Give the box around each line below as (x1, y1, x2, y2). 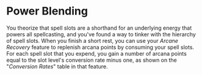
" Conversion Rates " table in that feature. (6, 62, 108, 70)
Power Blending (6, 4, 88, 18)
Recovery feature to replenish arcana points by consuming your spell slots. (6, 44, 194, 51)
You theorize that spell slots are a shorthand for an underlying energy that (6, 24, 192, 31)
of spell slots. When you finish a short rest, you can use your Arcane (6, 37, 179, 44)
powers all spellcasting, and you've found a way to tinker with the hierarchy (6, 30, 197, 37)
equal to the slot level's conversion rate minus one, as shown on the (6, 56, 177, 64)
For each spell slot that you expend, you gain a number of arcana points (6, 50, 187, 57)
